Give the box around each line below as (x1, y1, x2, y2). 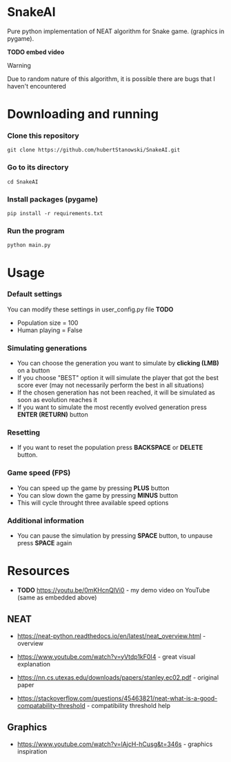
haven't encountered (7, 82, 67, 90)
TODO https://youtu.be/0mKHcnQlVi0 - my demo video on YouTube (17, 586, 210, 594)
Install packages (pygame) (7, 194, 99, 204)
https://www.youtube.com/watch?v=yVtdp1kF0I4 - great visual (17, 652, 196, 661)
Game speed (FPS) (7, 468, 71, 478)
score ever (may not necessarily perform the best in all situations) (17, 381, 205, 390)
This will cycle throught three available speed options (17, 498, 169, 507)
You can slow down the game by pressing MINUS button (17, 491, 178, 499)
